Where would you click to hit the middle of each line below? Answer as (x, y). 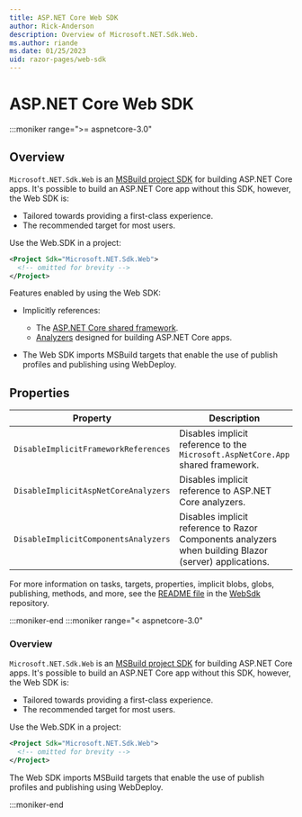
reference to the (213, 445)
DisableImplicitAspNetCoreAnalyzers (92, 491)
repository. (29, 604)
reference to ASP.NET (226, 491)
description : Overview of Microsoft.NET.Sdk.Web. (104, 34)
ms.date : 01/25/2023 (48, 51)
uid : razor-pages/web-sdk (58, 59)
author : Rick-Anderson (52, 26)
